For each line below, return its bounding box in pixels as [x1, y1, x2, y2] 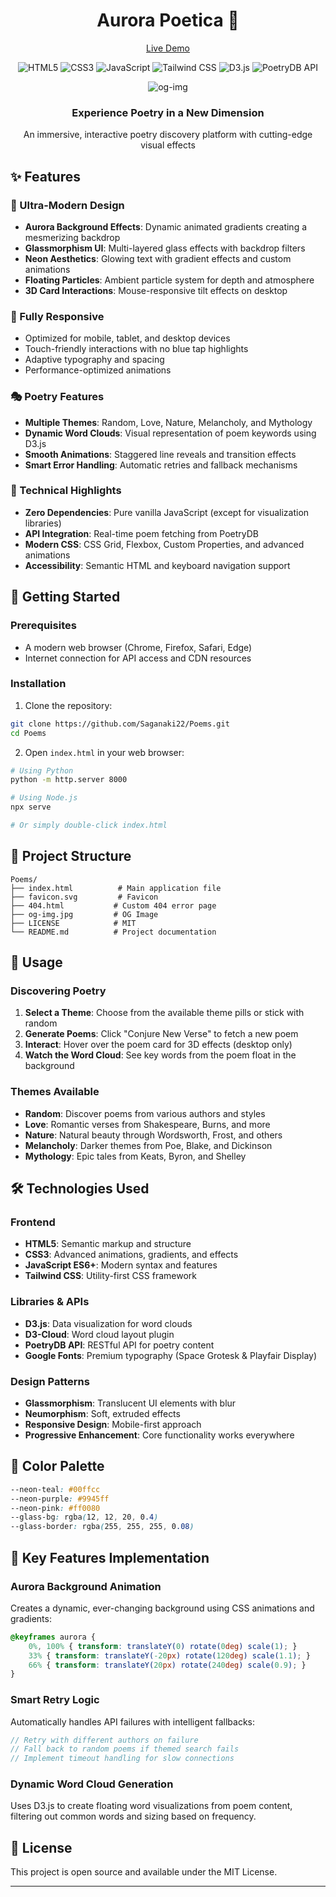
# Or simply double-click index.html [10, 820, 168, 831]
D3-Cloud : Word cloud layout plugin [24, 1328, 175, 1340]
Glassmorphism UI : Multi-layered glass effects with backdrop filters [24, 242, 306, 254]
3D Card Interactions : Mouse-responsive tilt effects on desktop [24, 284, 288, 296]
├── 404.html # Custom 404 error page [10, 900, 217, 911]
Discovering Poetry [10, 984, 107, 998]
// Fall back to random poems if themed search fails [10, 1744, 240, 1754]
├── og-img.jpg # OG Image [10, 909, 159, 919]
